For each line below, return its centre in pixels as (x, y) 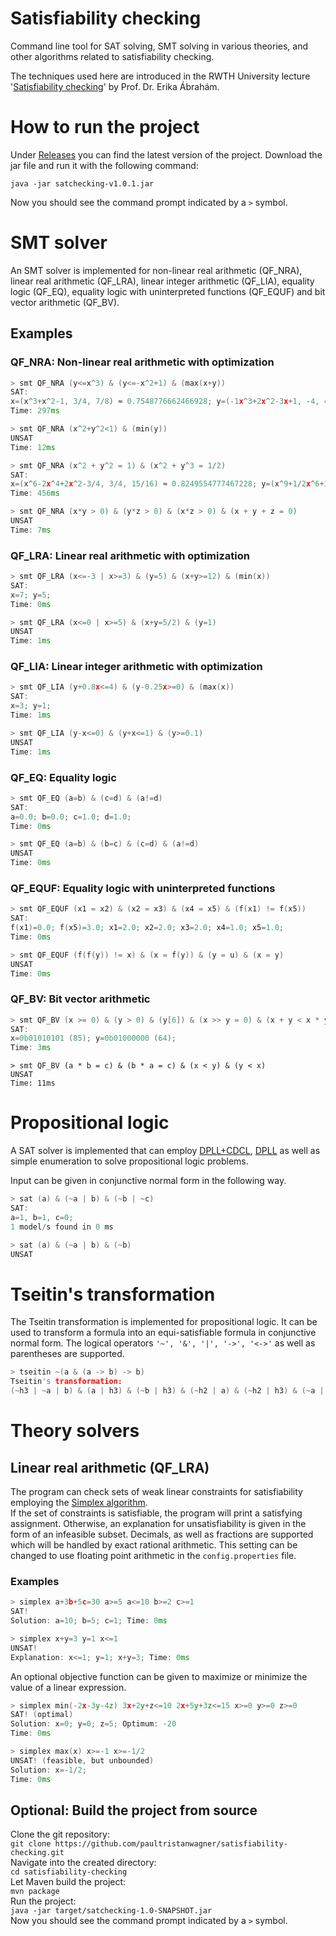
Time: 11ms (33, 1083)
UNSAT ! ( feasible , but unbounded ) (82, 1760)
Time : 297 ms (35, 411)
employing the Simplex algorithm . (79, 1502)
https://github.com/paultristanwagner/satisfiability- (171, 1844)
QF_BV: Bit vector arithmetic (80, 999)
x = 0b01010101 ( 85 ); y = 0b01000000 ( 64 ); (93, 1038)
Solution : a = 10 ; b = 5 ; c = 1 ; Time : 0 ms (89, 1621)
